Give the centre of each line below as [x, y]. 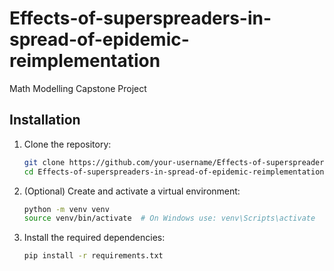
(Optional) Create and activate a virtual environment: [132, 191]
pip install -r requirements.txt [93, 256]
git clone [44, 162]
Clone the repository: [67, 144]
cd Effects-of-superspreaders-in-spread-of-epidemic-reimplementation [174, 172]
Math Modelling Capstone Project [78, 88]
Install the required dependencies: [94, 238]
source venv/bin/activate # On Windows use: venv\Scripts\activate [169, 218]
